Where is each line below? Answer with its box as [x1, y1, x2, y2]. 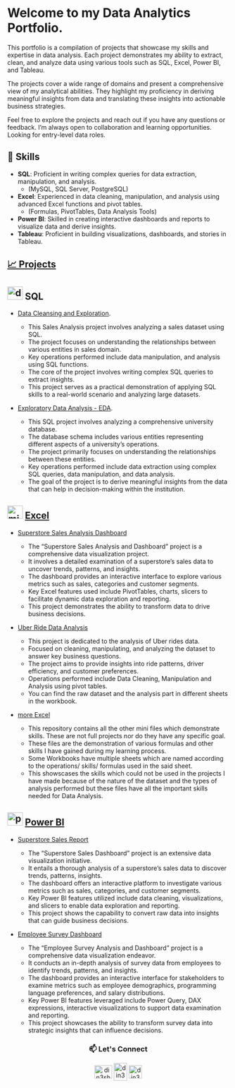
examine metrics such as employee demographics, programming [27, 981, 217, 989]
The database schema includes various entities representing [27, 432, 204, 441]
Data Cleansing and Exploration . [17, 309, 111, 317]
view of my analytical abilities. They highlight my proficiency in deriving [7, 87, 215, 95]
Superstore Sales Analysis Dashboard [17, 528, 127, 537]
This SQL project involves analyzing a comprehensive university [27, 417, 214, 426]
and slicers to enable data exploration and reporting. [27, 901, 180, 910]
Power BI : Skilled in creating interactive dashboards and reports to [17, 214, 210, 223]
